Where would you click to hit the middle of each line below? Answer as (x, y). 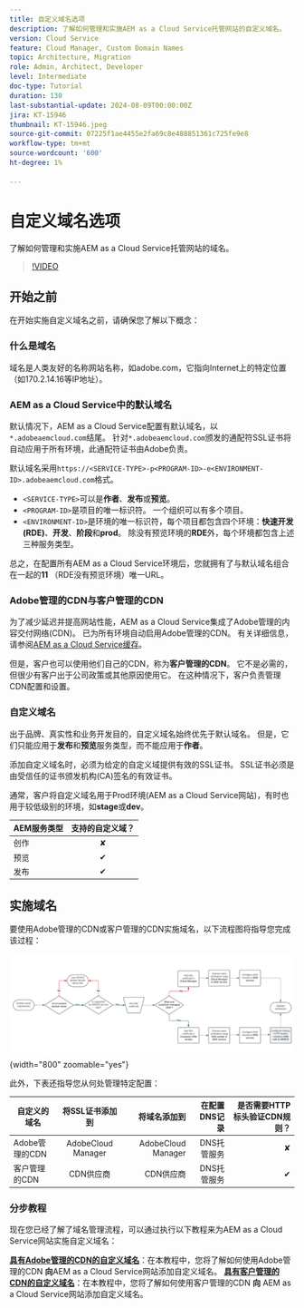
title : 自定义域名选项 (47, 19)
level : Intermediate (48, 77)
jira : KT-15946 (38, 115)
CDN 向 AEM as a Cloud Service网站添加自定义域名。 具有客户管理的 (152, 1271)
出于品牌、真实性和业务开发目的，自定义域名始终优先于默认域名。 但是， (145, 734)
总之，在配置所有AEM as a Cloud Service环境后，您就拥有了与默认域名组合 (149, 563)
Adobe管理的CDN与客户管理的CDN (87, 600)
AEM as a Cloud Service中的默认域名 (91, 405)
